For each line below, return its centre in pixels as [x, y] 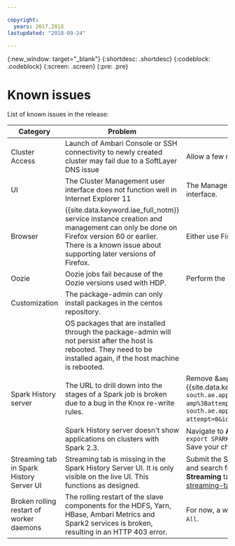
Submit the [204, 459]
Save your [202, 447]
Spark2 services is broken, [109, 524]
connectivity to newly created [114, 152]
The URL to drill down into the [114, 385]
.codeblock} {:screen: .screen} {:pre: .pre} [68, 67]
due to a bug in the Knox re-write [120, 403]
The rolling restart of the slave [114, 497]
